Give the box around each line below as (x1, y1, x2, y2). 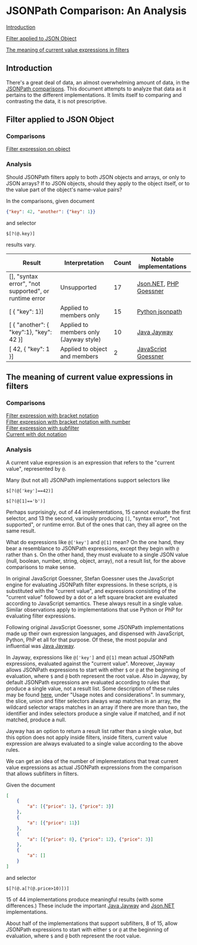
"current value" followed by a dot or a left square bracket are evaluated (6, 593, 178, 600)
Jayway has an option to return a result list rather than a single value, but (6, 727, 182, 734)
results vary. (6, 241, 36, 248)
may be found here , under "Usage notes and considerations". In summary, (6, 691, 186, 698)
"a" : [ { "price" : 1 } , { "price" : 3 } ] (27, 804, 114, 809)
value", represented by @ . (6, 465, 66, 472)
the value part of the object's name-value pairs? (6, 186, 123, 193)
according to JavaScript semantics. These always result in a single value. (6, 600, 183, 607)
